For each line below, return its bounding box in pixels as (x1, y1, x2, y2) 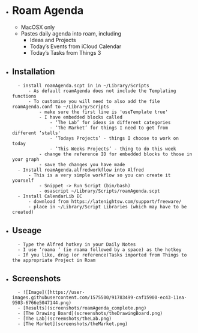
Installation (11, 67, 55, 77)
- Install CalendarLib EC (17, 193, 82, 199)
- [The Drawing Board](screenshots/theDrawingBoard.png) (17, 311, 163, 317)
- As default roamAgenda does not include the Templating (28, 88, 176, 94)
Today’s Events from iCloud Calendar (29, 43, 122, 50)
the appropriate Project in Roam (11, 257, 96, 263)
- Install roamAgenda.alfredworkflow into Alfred (17, 167, 144, 173)
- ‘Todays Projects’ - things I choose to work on (50, 135, 179, 142)
